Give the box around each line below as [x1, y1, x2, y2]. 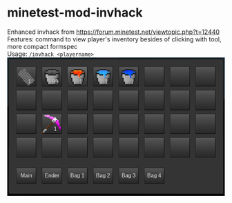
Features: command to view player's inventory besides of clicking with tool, [7, 35, 222, 43]
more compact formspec [7, 42, 78, 50]
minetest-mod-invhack [7, 5, 143, 21]
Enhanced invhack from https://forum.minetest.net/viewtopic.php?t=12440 [7, 28, 220, 36]
